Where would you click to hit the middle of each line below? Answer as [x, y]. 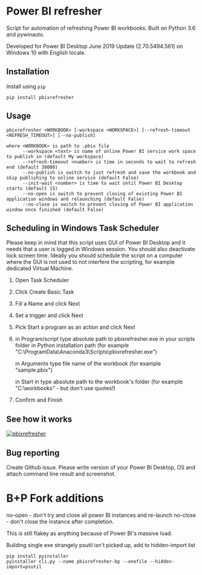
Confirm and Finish [39, 400]
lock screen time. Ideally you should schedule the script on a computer [95, 255]
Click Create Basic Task [44, 292]
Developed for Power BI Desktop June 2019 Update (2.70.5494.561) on [95, 46]
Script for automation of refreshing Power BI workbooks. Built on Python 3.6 [101, 28]
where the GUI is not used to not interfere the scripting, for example [91, 262]
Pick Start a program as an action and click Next [75, 327]
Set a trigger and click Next [49, 315]
